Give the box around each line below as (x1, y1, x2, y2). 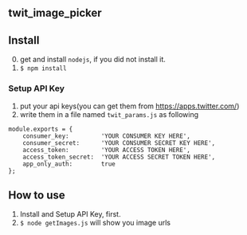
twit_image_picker (8, 6, 102, 20)
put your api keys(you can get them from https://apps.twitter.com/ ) (19, 101, 240, 111)
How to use (8, 188, 65, 202)
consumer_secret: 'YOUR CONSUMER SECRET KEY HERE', (22, 139, 216, 147)
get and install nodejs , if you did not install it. (19, 55, 166, 65)
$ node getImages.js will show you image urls (19, 218, 171, 228)
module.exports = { (8, 125, 73, 133)
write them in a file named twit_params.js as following (19, 109, 199, 119)
